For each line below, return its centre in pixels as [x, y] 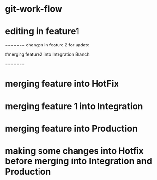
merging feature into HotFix [62, 84]
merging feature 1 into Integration [74, 106]
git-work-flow [34, 9]
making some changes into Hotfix [74, 151]
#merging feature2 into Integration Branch [47, 54]
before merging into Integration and [79, 161]
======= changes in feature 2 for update [47, 45]
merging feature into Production [71, 128]
